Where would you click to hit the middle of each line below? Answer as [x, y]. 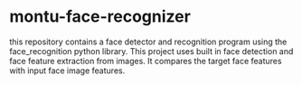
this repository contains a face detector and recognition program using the [148, 42]
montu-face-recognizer [100, 17]
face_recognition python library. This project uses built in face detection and [151, 51]
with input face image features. [67, 71]
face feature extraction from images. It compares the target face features [146, 61]
